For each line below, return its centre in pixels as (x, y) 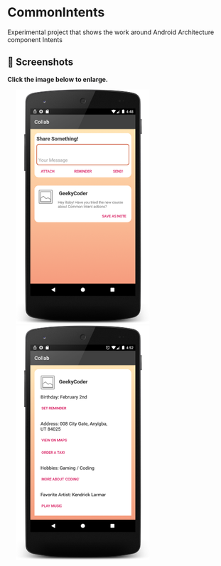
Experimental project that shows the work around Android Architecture (111, 32)
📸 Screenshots (41, 62)
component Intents (35, 39)
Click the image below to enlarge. (58, 79)
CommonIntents (56, 12)
